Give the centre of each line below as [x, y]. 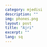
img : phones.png [22, 19]
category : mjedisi [24, 10]
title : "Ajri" [20, 28]
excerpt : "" [17, 32]
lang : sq [14, 37]
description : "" [22, 14]
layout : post [18, 23]
